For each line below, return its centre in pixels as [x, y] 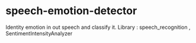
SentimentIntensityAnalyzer [39, 33]
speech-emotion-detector [71, 11]
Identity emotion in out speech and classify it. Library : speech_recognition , [98, 27]
